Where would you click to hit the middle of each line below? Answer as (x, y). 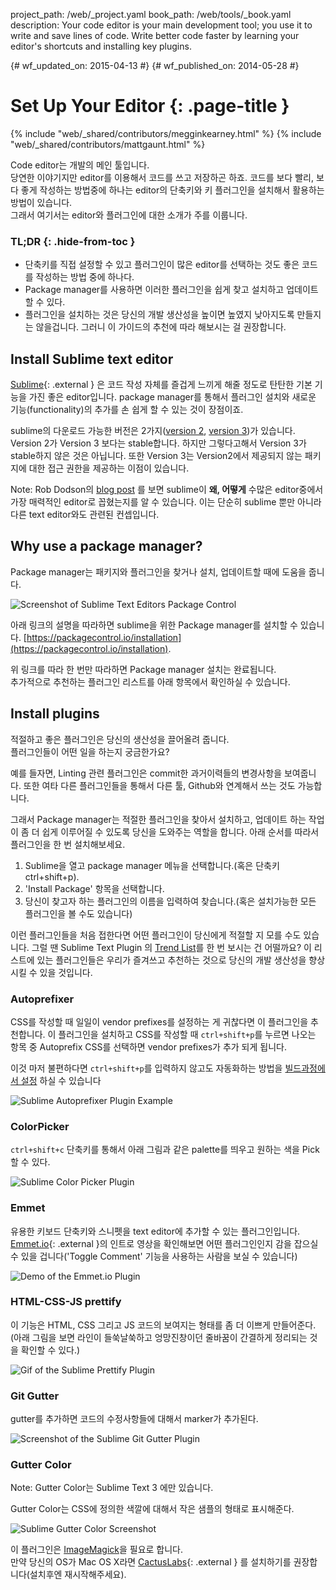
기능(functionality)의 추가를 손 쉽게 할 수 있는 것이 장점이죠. (127, 410)
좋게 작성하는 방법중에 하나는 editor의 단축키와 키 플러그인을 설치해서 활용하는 (172, 190)
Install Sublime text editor (92, 359)
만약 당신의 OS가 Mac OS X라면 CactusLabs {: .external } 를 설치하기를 (151, 1562)
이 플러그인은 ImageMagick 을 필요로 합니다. (97, 1550)
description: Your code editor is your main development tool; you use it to (161, 25)
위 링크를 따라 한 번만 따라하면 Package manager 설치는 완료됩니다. (143, 669)
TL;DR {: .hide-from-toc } (73, 241)
